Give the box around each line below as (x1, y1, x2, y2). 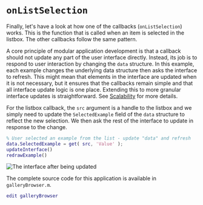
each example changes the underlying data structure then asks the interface (6, 66, 198, 74)
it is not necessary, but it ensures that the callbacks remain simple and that (6, 79, 193, 87)
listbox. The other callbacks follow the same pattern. (6, 35, 138, 42)
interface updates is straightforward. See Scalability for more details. (6, 92, 178, 99)
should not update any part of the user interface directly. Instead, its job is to (6, 53, 198, 61)
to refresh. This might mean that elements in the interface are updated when (6, 73, 197, 80)
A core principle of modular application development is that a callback (6, 47, 181, 55)
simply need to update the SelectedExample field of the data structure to (6, 110, 185, 118)
